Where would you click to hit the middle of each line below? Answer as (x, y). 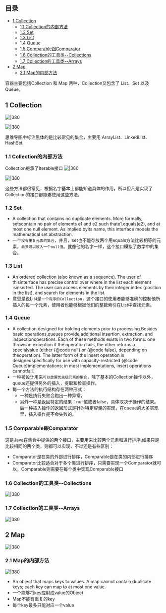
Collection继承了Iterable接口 (34, 168)
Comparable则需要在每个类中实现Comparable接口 (72, 469)
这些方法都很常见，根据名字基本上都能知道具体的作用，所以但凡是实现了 (79, 188)
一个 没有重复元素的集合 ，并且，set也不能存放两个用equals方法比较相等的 (84, 240)
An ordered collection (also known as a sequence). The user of (77, 277)
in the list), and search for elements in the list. (59, 293)
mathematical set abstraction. (43, 234)
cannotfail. (23, 371)
